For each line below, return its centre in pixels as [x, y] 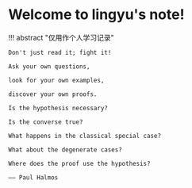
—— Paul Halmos [33, 177]
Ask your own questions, [49, 66]
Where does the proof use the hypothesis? [79, 163]
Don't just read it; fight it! [60, 52]
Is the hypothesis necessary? [58, 108]
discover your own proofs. [53, 94]
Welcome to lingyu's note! [96, 15]
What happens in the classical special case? [84, 136]
